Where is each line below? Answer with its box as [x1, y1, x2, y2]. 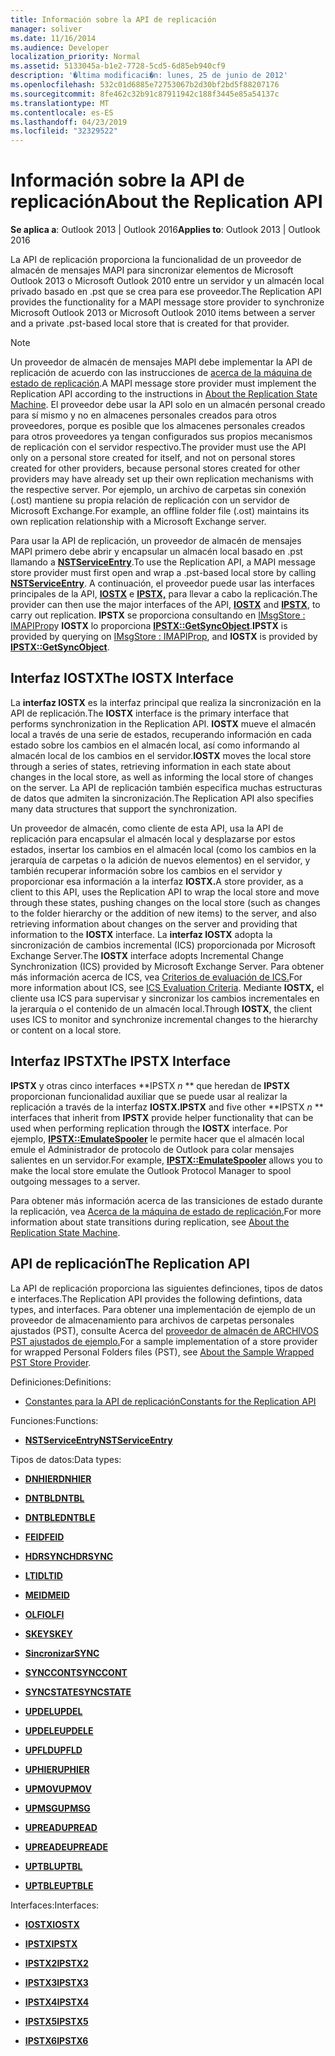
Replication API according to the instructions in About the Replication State [10, 388, 318, 400]
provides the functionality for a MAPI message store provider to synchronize [10, 296, 325, 308]
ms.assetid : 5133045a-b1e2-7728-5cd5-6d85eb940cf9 [10, 61, 226, 71]
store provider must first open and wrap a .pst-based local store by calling [10, 567, 317, 579]
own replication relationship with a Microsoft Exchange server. [10, 516, 267, 528]
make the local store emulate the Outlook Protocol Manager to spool [10, 1164, 292, 1176]
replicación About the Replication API [10, 191, 323, 213]
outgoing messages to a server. [10, 1175, 141, 1187]
